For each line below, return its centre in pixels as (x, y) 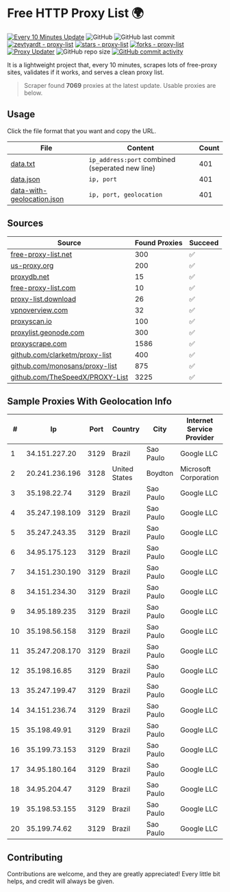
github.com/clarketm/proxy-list (61, 354)
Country (126, 429)
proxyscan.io (31, 321)
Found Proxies (158, 242)
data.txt (23, 163)
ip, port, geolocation (126, 194)
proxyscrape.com (39, 343)
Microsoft (195, 469)
